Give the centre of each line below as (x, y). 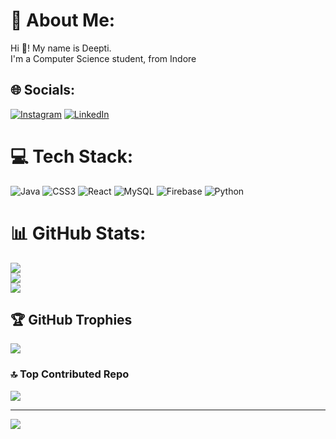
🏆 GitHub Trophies (71, 320)
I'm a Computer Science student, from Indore (103, 58)
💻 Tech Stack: (72, 156)
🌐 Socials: (43, 90)
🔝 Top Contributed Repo (70, 374)
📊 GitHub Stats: (78, 233)
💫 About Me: (63, 20)
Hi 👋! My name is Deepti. (61, 48)
